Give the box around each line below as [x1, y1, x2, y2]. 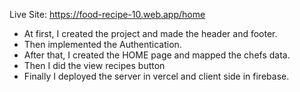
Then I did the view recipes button [23, 60, 166, 71]
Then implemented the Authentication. [23, 39, 182, 50]
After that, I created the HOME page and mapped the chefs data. [23, 49, 291, 61]
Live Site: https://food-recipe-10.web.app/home [9, 9, 206, 20]
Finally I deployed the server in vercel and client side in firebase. [23, 70, 290, 82]
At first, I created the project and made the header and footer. [23, 28, 278, 39]
